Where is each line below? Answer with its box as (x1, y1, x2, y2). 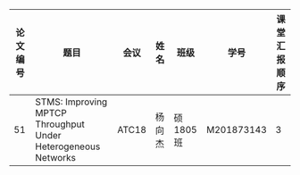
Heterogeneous (35, 140, 101, 153)
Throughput (35, 118, 85, 130)
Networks (35, 152, 77, 163)
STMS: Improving (35, 96, 108, 108)
